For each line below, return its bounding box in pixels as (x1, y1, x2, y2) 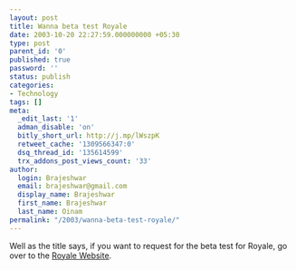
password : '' (9, 64, 59, 73)
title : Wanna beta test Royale (9, 22, 128, 31)
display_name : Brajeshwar (17, 190, 116, 199)
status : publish (9, 72, 71, 82)
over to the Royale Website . (9, 250, 112, 261)
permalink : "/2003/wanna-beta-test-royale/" (9, 215, 180, 225)
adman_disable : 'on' (17, 123, 95, 132)
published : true (9, 55, 71, 64)
